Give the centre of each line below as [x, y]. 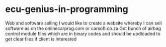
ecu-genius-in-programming [67, 9]
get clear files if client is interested [41, 39]
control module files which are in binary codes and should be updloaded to [83, 33]
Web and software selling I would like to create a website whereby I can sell [84, 23]
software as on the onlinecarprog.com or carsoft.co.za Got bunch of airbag [83, 28]
